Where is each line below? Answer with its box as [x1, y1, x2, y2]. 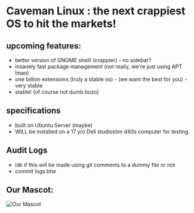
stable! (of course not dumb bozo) [14, 89, 100, 95]
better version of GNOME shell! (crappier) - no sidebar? [14, 57, 152, 63]
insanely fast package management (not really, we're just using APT [14, 63, 183, 70]
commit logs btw [14, 168, 57, 175]
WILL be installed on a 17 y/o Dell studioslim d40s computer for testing [14, 127, 189, 135]
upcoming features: [6, 41, 82, 51]
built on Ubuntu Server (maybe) [14, 121, 93, 129]
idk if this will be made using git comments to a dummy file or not [14, 161, 175, 168]
